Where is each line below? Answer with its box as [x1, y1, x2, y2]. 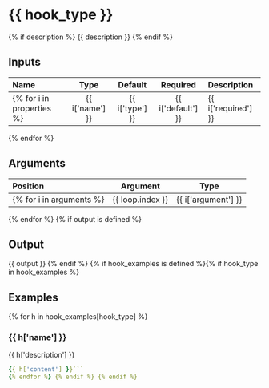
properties [12, 103, 52, 114]
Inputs [8, 55, 42, 69]
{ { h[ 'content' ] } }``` [8, 366, 84, 374]
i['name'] [71, 103, 106, 114]
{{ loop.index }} [112, 194, 169, 205]
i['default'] [159, 103, 199, 114]
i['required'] [207, 103, 253, 114]
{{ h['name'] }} [8, 332, 67, 343]
